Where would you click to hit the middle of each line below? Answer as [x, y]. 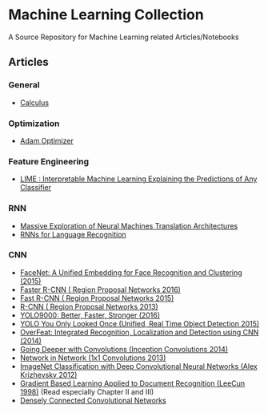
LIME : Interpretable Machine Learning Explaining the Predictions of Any [138, 179]
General [24, 85]
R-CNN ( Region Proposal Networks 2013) [89, 306]
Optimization [34, 123]
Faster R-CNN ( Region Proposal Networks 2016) [100, 290]
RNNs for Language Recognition [73, 234]
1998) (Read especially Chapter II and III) [87, 391]
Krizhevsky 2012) [48, 375]
